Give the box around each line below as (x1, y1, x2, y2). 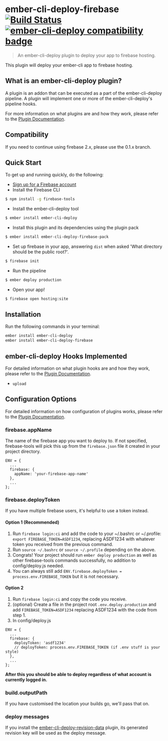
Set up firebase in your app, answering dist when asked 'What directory (12, 243, 162, 249)
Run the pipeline (12, 267, 47, 274)
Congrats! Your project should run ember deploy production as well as (12, 552, 157, 558)
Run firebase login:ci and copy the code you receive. (12, 596, 127, 602)
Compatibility (5, 130, 49, 139)
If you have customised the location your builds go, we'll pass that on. (5, 701, 149, 707)
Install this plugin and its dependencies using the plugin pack (12, 225, 139, 231)
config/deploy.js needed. (12, 563, 64, 569)
